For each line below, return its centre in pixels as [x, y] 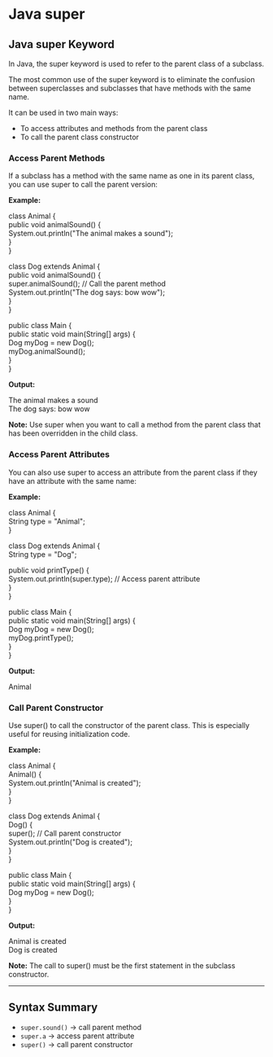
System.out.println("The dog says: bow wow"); [87, 292]
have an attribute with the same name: [72, 480]
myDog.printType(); [41, 638]
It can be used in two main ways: [63, 112]
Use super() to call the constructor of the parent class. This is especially [129, 725]
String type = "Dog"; [43, 554]
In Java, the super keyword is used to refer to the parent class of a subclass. [136, 64]
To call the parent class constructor [80, 137]
